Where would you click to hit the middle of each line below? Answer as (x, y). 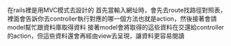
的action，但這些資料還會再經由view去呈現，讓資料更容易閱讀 (96, 36)
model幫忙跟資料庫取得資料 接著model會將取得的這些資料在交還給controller (116, 27)
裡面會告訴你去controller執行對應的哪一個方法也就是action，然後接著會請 (112, 19)
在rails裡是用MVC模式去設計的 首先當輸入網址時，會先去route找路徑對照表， (117, 10)
